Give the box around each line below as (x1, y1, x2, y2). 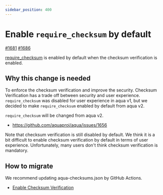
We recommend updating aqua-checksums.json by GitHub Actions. (5, 175, 142, 181)
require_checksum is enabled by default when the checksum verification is (5, 54, 158, 60)
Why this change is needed (5, 74, 91, 82)
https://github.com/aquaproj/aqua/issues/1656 (12, 122, 107, 128)
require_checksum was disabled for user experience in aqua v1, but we (5, 97, 148, 104)
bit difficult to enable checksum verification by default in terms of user (5, 137, 148, 143)
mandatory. (5, 147, 29, 153)
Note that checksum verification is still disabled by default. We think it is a (5, 132, 155, 138)
